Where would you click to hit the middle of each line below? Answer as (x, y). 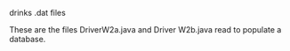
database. (28, 39)
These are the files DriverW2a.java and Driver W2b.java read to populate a (145, 29)
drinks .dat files (38, 13)
